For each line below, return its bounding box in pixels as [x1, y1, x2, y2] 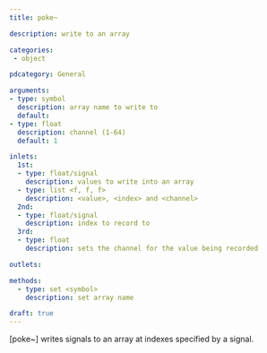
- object [13, 54, 47, 63]
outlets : [9, 260, 42, 269]
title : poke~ [9, 13, 58, 22]
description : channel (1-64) [17, 127, 126, 137]
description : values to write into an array [25, 177, 194, 186]
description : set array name [25, 293, 134, 302]
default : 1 [17, 136, 58, 145]
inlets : [9, 152, 39, 161]
